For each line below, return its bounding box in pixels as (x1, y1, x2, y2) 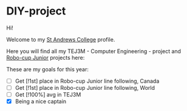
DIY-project (6, 4, 66, 18)
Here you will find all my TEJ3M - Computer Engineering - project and (6, 47, 181, 55)
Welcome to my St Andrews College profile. (6, 36, 115, 43)
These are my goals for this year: (6, 65, 89, 73)
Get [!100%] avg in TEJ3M (15, 91, 81, 98)
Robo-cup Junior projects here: (6, 54, 85, 61)
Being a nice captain (15, 98, 67, 105)
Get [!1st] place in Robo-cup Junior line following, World (15, 84, 155, 91)
